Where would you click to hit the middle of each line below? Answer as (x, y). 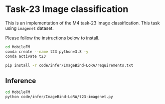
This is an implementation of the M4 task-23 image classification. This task (82, 23)
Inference (21, 81)
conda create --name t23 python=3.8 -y (47, 52)
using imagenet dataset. (30, 28)
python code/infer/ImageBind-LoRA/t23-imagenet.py (59, 97)
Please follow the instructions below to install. (52, 38)
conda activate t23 (26, 56)
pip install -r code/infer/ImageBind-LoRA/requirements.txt (69, 65)
